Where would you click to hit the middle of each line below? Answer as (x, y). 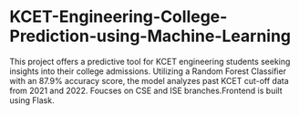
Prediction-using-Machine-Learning (150, 36)
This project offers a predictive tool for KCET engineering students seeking (150, 61)
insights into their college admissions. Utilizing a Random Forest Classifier (148, 71)
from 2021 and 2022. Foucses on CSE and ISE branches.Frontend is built (146, 90)
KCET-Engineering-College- (119, 17)
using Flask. (32, 100)
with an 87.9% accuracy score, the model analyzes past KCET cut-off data (149, 80)
